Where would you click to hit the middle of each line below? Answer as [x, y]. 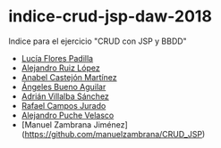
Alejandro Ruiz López [60, 68]
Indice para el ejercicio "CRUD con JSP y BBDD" [98, 41]
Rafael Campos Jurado [64, 105]
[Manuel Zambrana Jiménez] [75, 124]
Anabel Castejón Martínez [69, 77]
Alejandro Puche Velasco [68, 115]
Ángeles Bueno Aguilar [64, 86]
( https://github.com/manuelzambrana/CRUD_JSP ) [113, 134]
